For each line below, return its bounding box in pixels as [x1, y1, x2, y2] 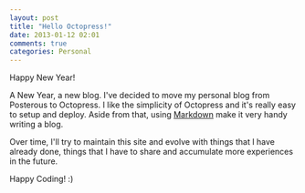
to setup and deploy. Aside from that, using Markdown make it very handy [9, 109, 288, 120]
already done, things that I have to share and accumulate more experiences [9, 147, 294, 157]
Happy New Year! [9, 72, 76, 83]
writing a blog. [9, 119, 64, 130]
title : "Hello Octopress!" [9, 22, 112, 31]
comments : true [9, 38, 68, 48]
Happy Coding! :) [9, 174, 74, 185]
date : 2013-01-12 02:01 [9, 30, 100, 39]
